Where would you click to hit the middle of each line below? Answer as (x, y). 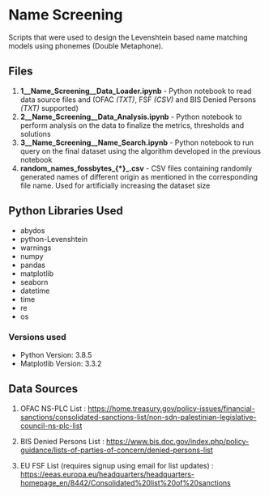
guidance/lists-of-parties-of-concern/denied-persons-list (116, 450)
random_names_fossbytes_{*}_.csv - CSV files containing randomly (136, 168)
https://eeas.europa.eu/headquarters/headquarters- (107, 474)
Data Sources (43, 389)
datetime (35, 290)
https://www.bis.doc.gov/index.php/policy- (178, 441)
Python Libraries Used (66, 211)
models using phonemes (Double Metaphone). (86, 45)
